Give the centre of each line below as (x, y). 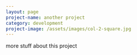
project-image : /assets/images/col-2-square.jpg (68, 29)
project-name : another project (45, 18)
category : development (34, 23)
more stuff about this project (41, 46)
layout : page (22, 12)
